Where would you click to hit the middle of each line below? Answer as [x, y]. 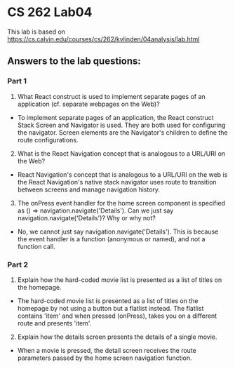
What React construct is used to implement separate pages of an [111, 96]
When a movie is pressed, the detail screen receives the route [107, 350]
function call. [36, 246]
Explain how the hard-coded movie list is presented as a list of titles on [120, 280]
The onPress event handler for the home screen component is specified [121, 203]
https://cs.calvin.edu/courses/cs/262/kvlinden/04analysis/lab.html [103, 39]
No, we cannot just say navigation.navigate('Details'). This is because [118, 232]
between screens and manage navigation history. [88, 189]
